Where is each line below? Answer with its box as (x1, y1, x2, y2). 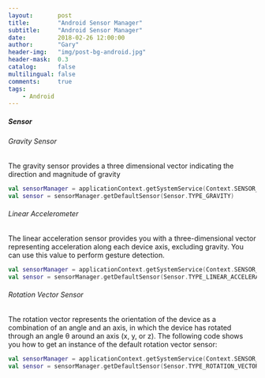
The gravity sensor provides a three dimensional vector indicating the (8, 161, 234, 170)
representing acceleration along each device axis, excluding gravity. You (8, 241, 244, 251)
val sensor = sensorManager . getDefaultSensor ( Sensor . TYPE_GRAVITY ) (8, 192, 235, 200)
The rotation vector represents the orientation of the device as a (8, 314, 217, 324)
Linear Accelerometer (8, 209, 79, 219)
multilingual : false (8, 70, 77, 78)
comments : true (8, 77, 73, 85)
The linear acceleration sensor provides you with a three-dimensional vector (8, 234, 256, 243)
